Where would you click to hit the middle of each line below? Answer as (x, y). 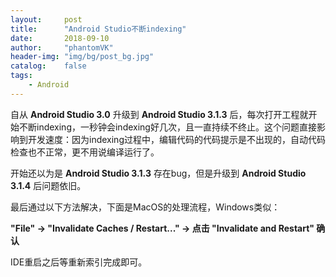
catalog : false (48, 66)
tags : (21, 76)
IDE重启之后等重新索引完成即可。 (79, 262)
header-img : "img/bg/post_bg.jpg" (82, 57)
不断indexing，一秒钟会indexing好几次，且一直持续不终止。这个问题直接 (167, 127)
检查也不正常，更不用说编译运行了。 (85, 152)
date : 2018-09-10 (60, 38)
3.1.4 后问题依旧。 (48, 185)
